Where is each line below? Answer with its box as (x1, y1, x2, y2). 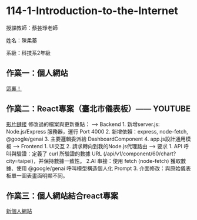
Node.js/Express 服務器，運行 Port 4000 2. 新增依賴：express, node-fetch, (6, 128, 188, 135)
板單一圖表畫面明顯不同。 (6, 172, 68, 179)
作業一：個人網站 (6, 68, 68, 78)
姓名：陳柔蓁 (6, 36, 37, 44)
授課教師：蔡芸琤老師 (6, 24, 58, 31)
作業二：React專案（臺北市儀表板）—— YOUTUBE (6, 104, 191, 114)
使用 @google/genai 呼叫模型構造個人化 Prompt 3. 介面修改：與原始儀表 (16, 165, 191, 172)
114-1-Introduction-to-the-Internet (6, 4, 178, 18)
